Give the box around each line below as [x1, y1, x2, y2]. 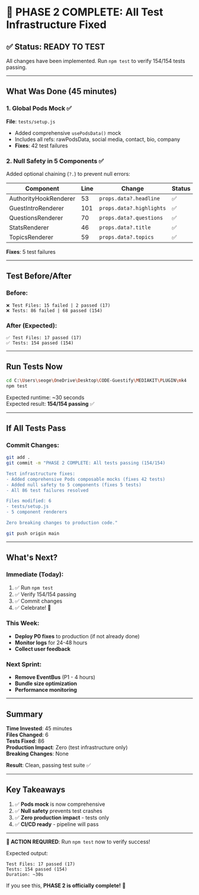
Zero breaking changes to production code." [6, 520, 118, 526]
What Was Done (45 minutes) [6, 86, 117, 97]
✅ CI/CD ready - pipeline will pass [14, 820, 99, 828]
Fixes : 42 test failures [14, 142, 68, 149]
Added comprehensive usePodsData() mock [14, 129, 121, 136]
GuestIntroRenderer [9, 204, 64, 212]
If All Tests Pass [6, 423, 66, 433]
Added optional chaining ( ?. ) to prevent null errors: [6, 170, 130, 177]
